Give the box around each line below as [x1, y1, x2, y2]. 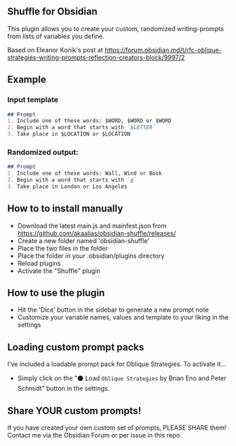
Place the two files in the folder [17, 244, 108, 252]
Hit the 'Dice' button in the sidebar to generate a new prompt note [17, 305, 209, 314]
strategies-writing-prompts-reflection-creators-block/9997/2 [7, 53, 185, 61]
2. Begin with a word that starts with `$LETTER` [7, 124, 156, 131]
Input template [7, 95, 58, 105]
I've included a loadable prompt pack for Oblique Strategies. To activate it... [7, 360, 227, 368]
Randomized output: [7, 147, 79, 157]
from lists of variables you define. [7, 32, 105, 40]
